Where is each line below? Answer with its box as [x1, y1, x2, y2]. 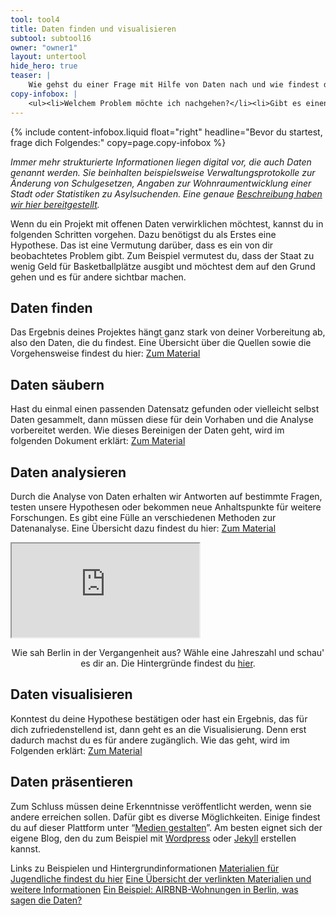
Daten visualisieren [10, 686, 133, 703]
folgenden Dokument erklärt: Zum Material [10, 435, 186, 447]
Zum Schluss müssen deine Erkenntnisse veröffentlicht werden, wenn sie [10, 800, 312, 812]
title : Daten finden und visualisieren [10, 24, 177, 34]
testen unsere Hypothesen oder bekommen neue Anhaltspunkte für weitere [10, 501, 322, 513]
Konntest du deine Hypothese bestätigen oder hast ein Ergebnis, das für [10, 712, 308, 725]
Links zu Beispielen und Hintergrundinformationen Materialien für [10, 862, 280, 874]
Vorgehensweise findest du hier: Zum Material [10, 347, 201, 360]
